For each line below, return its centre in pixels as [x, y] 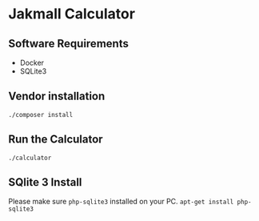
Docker [32, 62]
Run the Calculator [56, 140]
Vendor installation [57, 96]
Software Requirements [69, 44]
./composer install [41, 115]
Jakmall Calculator [72, 14]
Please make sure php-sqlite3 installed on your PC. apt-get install [121, 202]
